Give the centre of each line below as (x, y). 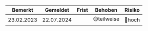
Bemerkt (23, 10)
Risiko (132, 10)
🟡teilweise (106, 19)
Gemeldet (57, 10)
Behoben (106, 10)
